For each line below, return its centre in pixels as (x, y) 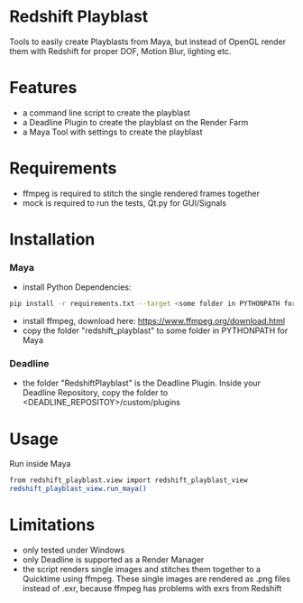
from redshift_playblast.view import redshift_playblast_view (129, 480)
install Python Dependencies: (77, 287)
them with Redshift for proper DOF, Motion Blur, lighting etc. (120, 51)
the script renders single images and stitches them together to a (142, 570)
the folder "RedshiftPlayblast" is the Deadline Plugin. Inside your (142, 383)
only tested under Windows (73, 550)
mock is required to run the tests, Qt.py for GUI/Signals (124, 203)
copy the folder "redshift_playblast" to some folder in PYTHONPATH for (155, 330)
